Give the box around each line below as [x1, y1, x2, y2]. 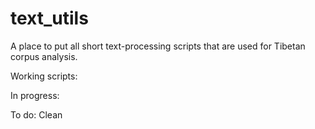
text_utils [10, 7, 89, 30]
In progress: [10, 89, 60, 101]
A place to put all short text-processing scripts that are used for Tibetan [10, 40, 306, 52]
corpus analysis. [10, 50, 78, 62]
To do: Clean [10, 108, 63, 121]
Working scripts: [10, 70, 78, 82]
